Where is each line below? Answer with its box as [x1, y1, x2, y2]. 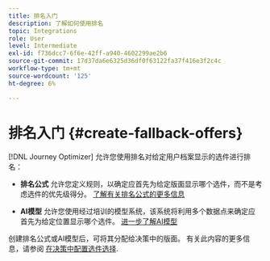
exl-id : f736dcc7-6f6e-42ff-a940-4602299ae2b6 [8, 49, 168, 57]
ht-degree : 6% [8, 79, 56, 87]
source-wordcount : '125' [8, 72, 92, 80]
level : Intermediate [8, 42, 78, 50]
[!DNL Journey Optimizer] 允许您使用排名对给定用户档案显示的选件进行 [8, 152, 244, 162]
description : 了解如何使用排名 [8, 19, 104, 27]
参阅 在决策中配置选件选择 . [29, 244, 118, 254]
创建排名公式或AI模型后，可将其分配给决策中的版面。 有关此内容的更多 [8, 234, 243, 243]
